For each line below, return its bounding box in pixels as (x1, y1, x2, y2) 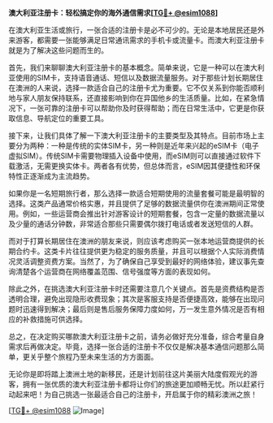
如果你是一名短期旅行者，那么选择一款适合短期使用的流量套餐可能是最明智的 (8, 188, 265, 198)
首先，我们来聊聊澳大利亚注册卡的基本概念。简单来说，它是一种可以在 (8, 63, 244, 72)
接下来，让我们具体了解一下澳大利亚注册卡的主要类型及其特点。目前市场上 (8, 131, 258, 140)
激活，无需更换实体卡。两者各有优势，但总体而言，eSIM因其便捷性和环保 (15, 162, 261, 170)
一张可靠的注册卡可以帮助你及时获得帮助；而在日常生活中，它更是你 (29, 103, 258, 113)
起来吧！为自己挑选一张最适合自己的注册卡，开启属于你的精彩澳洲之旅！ (15, 390, 258, 399)
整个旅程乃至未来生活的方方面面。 (43, 352, 158, 361)
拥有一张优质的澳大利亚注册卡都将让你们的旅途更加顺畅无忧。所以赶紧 (22, 379, 258, 389)
